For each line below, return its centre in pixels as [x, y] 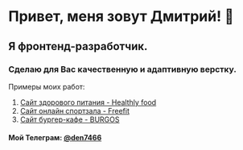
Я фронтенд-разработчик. [78, 46]
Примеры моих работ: [47, 86]
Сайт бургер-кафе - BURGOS [70, 119]
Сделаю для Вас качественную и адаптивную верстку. [123, 69]
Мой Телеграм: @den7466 [55, 138]
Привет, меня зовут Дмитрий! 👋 [121, 17]
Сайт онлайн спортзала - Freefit [75, 110]
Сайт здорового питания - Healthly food [88, 102]
